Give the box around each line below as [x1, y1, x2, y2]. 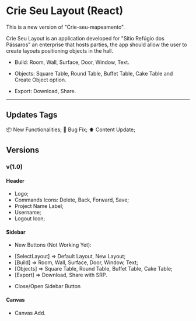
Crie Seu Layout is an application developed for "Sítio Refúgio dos [6, 35, 164, 42]
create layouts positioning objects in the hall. [6, 47, 114, 54]
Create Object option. [14, 76, 66, 83]
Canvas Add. [14, 309, 45, 316]
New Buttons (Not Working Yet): [14, 241, 92, 248]
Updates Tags [6, 110, 58, 120]
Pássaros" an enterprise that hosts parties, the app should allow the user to [6, 41, 187, 48]
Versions [6, 145, 40, 155]
